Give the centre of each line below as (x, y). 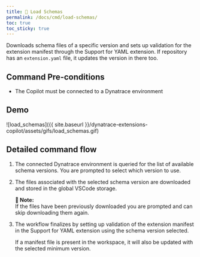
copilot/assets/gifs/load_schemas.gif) (53, 131)
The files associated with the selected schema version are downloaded (102, 182)
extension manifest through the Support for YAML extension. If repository (97, 52)
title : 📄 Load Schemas (34, 12)
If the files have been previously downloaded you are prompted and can (104, 206)
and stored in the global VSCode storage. (66, 188)
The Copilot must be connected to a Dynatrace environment (89, 91)
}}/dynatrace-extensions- (116, 124)
